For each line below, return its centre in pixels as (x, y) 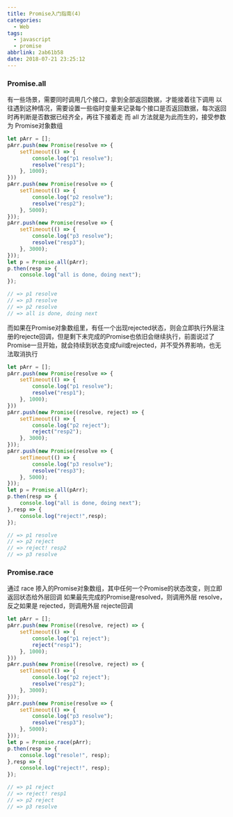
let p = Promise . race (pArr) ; (49, 742)
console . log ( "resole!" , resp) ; (65, 755)
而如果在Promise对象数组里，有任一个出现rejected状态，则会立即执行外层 (113, 328)
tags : (15, 33)
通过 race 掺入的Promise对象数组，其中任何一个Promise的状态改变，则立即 (115, 588)
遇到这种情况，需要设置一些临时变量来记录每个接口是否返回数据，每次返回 (120, 108)
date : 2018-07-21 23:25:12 (46, 59)
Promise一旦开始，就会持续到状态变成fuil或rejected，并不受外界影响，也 (111, 345)
